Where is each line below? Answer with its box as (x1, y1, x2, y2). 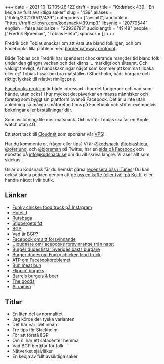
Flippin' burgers (12, 267, 45, 273)
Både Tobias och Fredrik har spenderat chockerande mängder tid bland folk (5, 55, 160, 61)
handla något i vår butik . (5, 177, 54, 182)
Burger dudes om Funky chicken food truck (12, 251, 101, 257)
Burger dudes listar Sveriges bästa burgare (12, 246, 100, 252)
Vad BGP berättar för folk (12, 342, 64, 349)
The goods (12, 278, 35, 284)
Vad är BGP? (12, 231, 38, 237)
